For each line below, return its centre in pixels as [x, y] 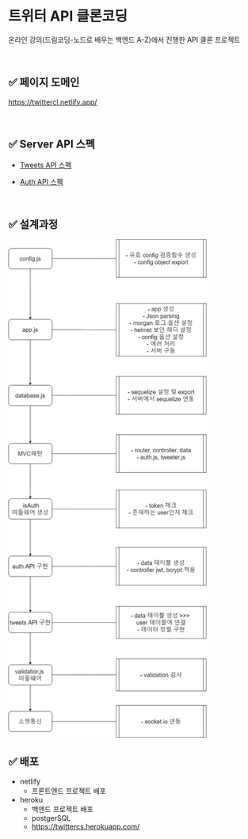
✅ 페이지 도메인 [44, 83]
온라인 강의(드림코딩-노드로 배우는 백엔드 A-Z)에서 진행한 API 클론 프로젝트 [124, 40]
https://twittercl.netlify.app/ [53, 102]
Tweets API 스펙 [46, 165]
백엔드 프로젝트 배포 [62, 809]
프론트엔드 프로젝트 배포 [69, 791]
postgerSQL [51, 818]
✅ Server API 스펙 [52, 145]
